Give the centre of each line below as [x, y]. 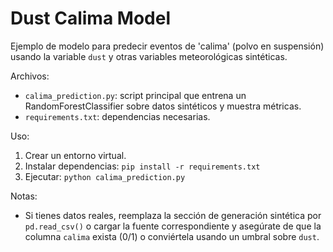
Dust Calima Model [90, 18]
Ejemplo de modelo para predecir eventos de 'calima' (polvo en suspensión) [167, 46]
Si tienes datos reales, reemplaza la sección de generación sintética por [173, 215]
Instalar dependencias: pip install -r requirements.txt [142, 166]
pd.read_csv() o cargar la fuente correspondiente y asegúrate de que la [173, 226]
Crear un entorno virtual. [75, 155]
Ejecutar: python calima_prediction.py [105, 176]
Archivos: [30, 76]
